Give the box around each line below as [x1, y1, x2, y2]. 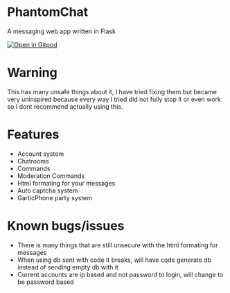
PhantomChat [7, 4, 89, 20]
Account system [17, 150, 64, 158]
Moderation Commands [17, 171, 85, 180]
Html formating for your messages [17, 179, 116, 187]
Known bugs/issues [7, 218, 125, 233]
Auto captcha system [17, 186, 78, 195]
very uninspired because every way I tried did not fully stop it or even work [7, 95, 222, 103]
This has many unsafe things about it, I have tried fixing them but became [7, 87, 217, 96]
